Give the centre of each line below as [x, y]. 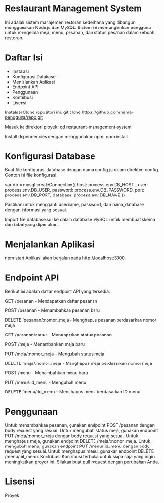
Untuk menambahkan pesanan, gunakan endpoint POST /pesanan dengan [80, 425]
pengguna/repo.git [24, 117]
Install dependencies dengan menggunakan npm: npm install [67, 136]
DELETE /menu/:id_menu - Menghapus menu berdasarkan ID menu [73, 391]
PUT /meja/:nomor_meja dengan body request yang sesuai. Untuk [72, 436]
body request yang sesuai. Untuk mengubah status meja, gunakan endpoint [82, 430]
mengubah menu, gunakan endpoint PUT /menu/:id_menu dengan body [78, 446]
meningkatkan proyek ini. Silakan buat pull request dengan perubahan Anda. [82, 462]
